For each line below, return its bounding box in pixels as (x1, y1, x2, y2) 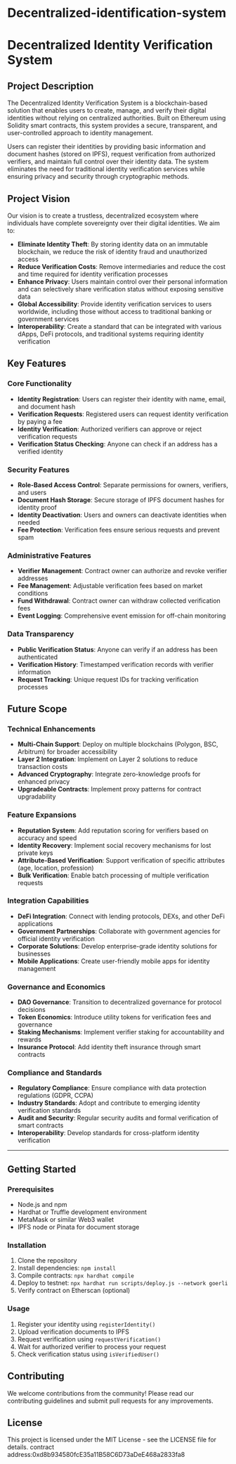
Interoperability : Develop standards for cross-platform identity (17, 1129, 200, 1137)
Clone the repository (17, 1256, 77, 1265)
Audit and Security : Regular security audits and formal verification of (17, 1114, 219, 1122)
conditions (17, 589, 48, 598)
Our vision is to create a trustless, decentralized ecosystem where (7, 211, 199, 220)
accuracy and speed (17, 833, 77, 842)
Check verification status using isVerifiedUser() (17, 1350, 160, 1358)
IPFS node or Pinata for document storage (17, 1223, 140, 1232)
